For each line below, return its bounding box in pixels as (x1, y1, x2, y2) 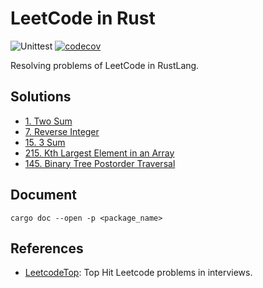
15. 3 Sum (24, 136, 66, 148)
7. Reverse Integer (24, 125, 100, 137)
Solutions (10, 88, 72, 106)
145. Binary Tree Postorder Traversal (24, 157, 176, 169)
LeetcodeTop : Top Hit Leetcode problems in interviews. (24, 267, 253, 279)
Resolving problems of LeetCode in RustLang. (10, 59, 200, 71)
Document (10, 187, 77, 204)
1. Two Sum (24, 115, 73, 127)
